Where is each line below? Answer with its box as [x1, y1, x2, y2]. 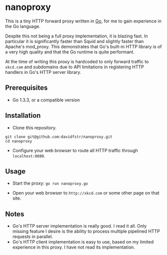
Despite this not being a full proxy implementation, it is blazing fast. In [5, 33, 148, 39]
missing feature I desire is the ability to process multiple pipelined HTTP [12, 229, 161, 235]
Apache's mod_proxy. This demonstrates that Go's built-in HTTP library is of [5, 43, 162, 49]
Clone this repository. [12, 124, 57, 131]
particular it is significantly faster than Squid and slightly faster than [5, 38, 144, 44]
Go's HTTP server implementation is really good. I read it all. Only [12, 223, 147, 229]
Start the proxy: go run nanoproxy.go [12, 180, 88, 186]
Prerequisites [5, 84, 48, 92]
